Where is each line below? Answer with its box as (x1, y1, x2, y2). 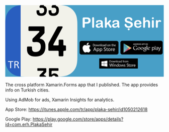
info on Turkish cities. (5, 87, 50, 93)
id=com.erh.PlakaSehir (5, 121, 53, 127)
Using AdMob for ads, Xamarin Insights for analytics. (5, 97, 115, 103)
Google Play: (5, 116, 32, 122)
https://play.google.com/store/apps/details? (32, 116, 124, 122)
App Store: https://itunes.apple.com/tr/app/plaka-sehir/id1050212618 (5, 106, 148, 112)
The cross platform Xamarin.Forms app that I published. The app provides (5, 82, 158, 88)
